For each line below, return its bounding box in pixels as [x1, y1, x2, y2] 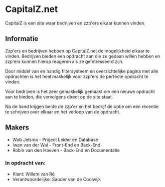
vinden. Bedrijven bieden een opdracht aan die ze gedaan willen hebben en [5, 53, 161, 59]
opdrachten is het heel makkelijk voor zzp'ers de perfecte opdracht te [5, 73, 149, 79]
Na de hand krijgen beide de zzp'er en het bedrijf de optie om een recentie [5, 103, 159, 109]
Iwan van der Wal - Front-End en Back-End [12, 141, 101, 148]
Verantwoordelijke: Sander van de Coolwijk [12, 176, 101, 182]
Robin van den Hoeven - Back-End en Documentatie [12, 147, 120, 153]
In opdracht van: [5, 159, 46, 166]
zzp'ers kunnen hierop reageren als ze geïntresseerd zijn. [5, 58, 124, 64]
